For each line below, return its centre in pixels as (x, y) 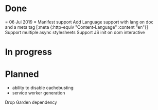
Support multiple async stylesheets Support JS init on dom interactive (75, 32)
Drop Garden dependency (31, 102)
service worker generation (38, 93)
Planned (22, 74)
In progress (28, 52)
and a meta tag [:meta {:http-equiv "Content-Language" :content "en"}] (77, 27)
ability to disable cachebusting (43, 88)
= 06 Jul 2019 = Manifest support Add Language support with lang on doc (79, 22)
